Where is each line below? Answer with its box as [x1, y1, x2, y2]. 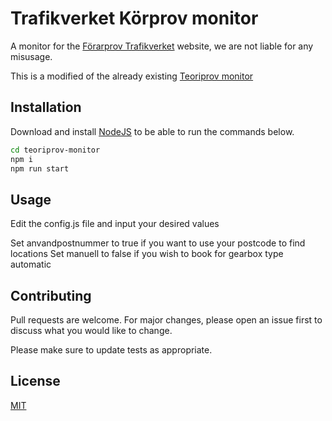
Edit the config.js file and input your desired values [10, 218, 220, 230]
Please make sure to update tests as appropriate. [10, 344, 213, 356]
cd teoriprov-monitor [10, 145, 101, 155]
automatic [10, 258, 52, 271]
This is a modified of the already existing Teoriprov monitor [10, 70, 254, 82]
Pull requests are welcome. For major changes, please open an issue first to [10, 314, 323, 326]
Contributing [10, 287, 92, 304]
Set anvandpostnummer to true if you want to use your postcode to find [10, 237, 306, 249]
